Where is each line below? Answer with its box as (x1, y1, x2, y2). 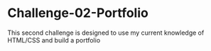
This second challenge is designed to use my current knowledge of (7, 28, 205, 37)
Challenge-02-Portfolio (7, 5, 149, 21)
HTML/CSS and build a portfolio (7, 35, 101, 44)
